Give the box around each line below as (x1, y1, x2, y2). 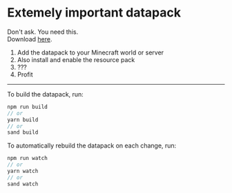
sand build (7, 129, 39, 136)
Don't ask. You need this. (7, 28, 79, 36)
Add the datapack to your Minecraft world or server (17, 48, 164, 57)
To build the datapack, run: (7, 90, 84, 98)
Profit (17, 70, 33, 79)
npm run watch (7, 155, 48, 162)
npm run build (7, 103, 48, 110)
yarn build (7, 116, 39, 123)
